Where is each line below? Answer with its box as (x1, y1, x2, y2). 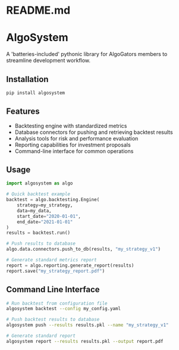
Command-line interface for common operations (14, 147, 134, 155)
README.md (6, 4, 71, 17)
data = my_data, (17, 208, 52, 214)
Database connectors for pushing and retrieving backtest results (14, 129, 174, 136)
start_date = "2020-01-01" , (17, 213, 81, 219)
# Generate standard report (6, 333, 76, 339)
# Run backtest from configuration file (6, 300, 108, 307)
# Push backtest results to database (6, 317, 100, 323)
